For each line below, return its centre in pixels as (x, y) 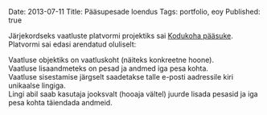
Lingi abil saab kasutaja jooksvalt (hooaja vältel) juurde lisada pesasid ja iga (133, 94)
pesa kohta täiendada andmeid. (60, 103)
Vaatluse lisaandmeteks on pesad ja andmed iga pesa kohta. (109, 68)
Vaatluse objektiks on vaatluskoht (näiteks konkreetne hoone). (111, 60)
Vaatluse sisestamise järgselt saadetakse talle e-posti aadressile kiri (121, 77)
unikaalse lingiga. (37, 85)
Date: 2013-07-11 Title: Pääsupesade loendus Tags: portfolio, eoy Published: (134, 12)
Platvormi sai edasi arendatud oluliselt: (72, 44)
